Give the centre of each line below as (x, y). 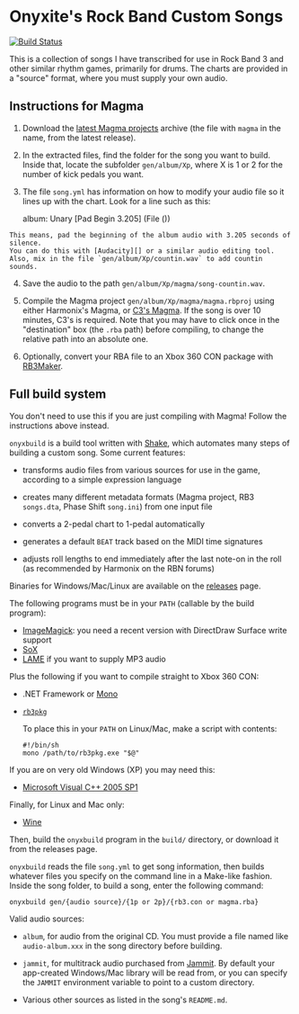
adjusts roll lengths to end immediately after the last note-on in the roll (152, 559)
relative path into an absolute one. (85, 338)
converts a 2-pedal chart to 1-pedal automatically (113, 524)
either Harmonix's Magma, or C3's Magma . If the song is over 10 (141, 310)
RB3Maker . (43, 365)
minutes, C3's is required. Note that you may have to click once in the (151, 319)
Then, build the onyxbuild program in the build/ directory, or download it (144, 839)
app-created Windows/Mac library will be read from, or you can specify (155, 973)
